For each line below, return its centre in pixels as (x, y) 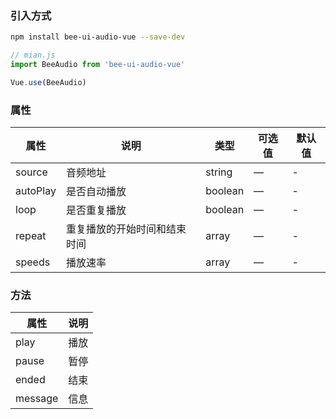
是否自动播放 (96, 192)
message (37, 399)
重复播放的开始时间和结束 (126, 229)
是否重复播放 (96, 210)
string (219, 172)
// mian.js (33, 55)
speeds (33, 262)
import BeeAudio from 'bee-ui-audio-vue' (98, 65)
